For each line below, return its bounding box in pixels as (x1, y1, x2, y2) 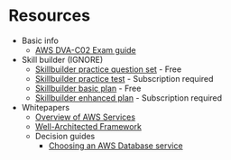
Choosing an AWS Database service (48, 140, 183, 151)
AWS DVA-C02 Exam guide (34, 44, 136, 55)
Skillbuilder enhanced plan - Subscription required (34, 92, 223, 103)
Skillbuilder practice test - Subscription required (34, 73, 214, 84)
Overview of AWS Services (34, 111, 136, 122)
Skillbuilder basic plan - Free (34, 83, 142, 93)
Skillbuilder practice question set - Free (34, 64, 182, 75)
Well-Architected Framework (34, 120, 142, 131)
